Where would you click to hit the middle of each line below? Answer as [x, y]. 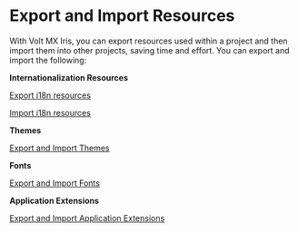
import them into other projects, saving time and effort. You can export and [149, 50]
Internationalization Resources [69, 77]
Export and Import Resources [122, 16]
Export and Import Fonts [55, 183]
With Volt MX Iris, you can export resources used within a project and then [149, 41]
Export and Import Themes [60, 148]
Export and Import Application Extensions [87, 217]
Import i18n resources [50, 112]
